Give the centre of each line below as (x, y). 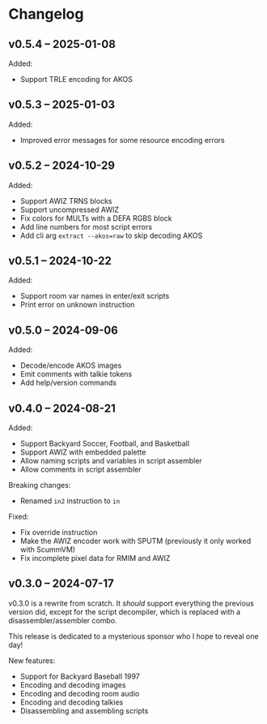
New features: (32, 660)
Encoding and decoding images (73, 685)
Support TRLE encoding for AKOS (76, 79)
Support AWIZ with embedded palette (83, 452)
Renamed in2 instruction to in (70, 501)
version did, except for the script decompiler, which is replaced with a (125, 612)
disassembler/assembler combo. (63, 620)
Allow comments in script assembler (81, 470)
